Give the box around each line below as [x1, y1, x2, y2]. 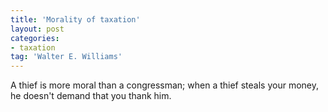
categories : [10, 33, 60, 43]
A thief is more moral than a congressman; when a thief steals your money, [10, 79, 320, 91]
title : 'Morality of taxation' [10, 14, 141, 25]
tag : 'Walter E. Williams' [10, 52, 123, 62]
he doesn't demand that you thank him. [10, 90, 172, 102]
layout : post [10, 24, 65, 34]
